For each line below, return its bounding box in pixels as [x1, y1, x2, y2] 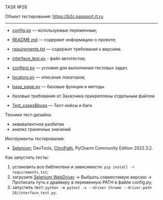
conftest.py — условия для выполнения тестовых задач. [12, 65, 129, 71]
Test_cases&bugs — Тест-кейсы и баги [12, 103, 92, 108]
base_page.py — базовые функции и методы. [12, 84, 106, 89]
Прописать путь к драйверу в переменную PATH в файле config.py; [12, 179, 153, 185]
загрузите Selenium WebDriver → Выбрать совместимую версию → [12, 174, 152, 180]
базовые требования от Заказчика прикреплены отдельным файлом [12, 93, 155, 99]
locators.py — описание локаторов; [12, 75, 86, 80]
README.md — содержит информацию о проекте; [12, 37, 116, 43]
